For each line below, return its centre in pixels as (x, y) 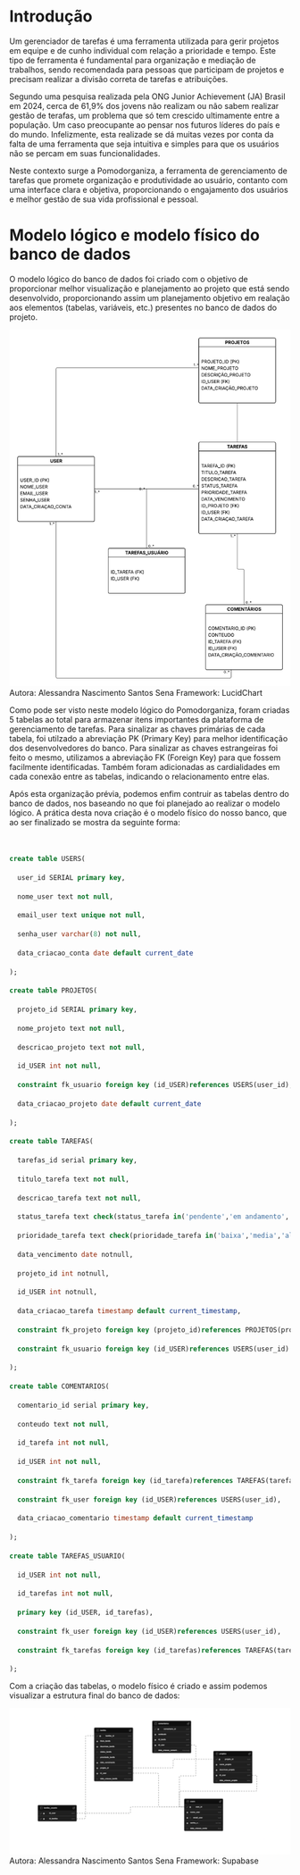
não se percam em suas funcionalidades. (85, 153)
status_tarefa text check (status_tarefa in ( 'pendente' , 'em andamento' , (154, 1217)
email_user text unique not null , (81, 916)
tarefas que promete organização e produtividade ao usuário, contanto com (149, 180)
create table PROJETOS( (54, 991)
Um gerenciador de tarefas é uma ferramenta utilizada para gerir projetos (144, 41)
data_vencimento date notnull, (75, 1254)
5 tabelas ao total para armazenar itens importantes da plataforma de (137, 720)
